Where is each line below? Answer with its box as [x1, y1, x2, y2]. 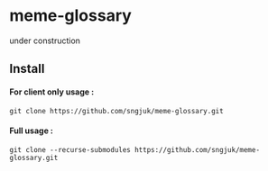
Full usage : [9, 125, 54, 136]
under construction [9, 35, 81, 46]
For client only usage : [9, 86, 95, 97]
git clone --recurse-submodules [9, 145, 131, 154]
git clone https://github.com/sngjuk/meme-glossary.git [9, 106, 224, 115]
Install [9, 61, 45, 76]
